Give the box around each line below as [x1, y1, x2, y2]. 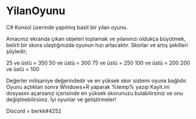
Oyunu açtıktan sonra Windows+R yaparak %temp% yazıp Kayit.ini [6, 83, 170, 90]
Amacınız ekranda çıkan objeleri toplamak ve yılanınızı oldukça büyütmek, [6, 35, 186, 42]
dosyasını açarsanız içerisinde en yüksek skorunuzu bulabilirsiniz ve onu [6, 89, 184, 97]
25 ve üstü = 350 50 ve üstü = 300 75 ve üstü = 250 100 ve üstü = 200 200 [6, 59, 191, 66]
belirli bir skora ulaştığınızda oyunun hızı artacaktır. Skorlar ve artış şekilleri [6, 41, 188, 49]
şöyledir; [6, 47, 28, 54]
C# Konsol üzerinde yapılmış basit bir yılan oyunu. [6, 24, 128, 31]
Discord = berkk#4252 [6, 107, 62, 114]
